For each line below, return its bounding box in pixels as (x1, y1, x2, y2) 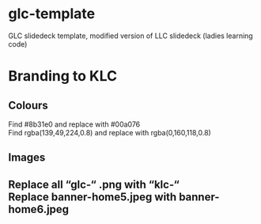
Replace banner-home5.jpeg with (8, 190, 177, 203)
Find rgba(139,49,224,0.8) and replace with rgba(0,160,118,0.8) (8, 127, 211, 137)
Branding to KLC (8, 67, 117, 85)
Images (8, 151, 46, 165)
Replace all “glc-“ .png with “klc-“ (8, 177, 180, 191)
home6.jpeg (8, 203, 70, 216)
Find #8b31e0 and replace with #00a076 (8, 120, 141, 129)
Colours (8, 98, 49, 112)
